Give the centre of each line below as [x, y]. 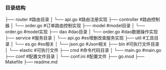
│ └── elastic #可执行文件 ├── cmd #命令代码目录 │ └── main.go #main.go [83, 50]
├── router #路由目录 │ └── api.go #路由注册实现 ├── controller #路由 [78, 19]
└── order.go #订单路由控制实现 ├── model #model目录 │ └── [80, 26]
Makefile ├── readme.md [31, 62]
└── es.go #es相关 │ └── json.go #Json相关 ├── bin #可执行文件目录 [87, 44]
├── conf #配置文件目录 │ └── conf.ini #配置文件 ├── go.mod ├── [75, 56]
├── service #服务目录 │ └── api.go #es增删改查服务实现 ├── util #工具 [80, 38]
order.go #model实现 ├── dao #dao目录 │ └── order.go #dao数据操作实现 [82, 32]
